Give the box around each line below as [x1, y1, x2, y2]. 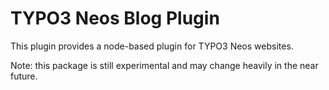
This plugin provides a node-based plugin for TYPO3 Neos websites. [10, 40, 294, 52]
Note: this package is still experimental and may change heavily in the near [10, 59, 319, 71]
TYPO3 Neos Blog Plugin [10, 7, 220, 30]
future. [10, 70, 38, 82]
